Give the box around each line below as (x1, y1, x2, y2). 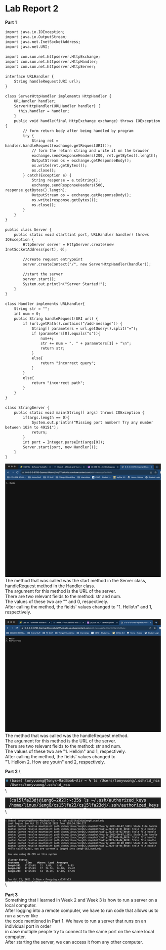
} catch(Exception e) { (23, 173, 72, 178)
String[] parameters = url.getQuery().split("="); (31, 326, 138, 331)
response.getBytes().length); (5, 187, 68, 193)
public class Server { (5, 227, 52, 232)
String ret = (31, 138, 58, 143)
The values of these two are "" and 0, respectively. (5, 599, 109, 605)
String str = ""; (14, 306, 50, 311)
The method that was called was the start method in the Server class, (5, 577, 147, 583)
